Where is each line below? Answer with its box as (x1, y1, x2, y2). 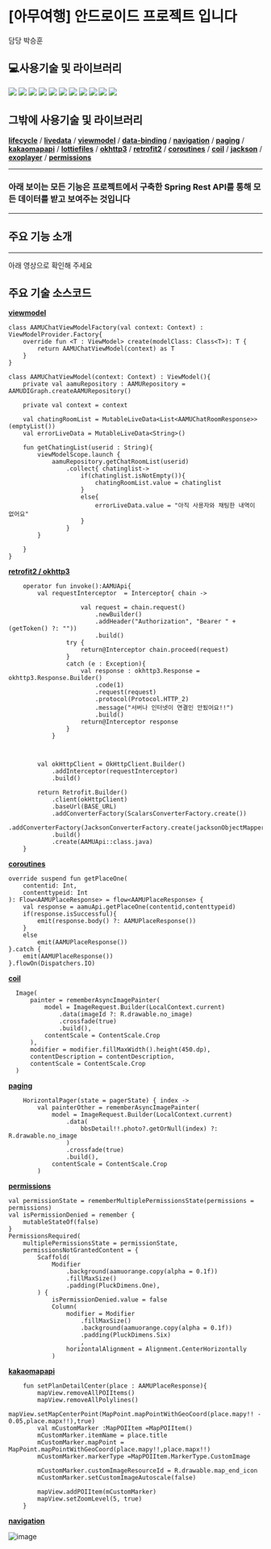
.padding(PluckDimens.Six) (80, 1331, 172, 1339)
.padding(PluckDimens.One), (65, 1282, 161, 1290)
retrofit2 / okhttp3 (8, 566, 70, 577)
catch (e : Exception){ (65, 660, 147, 668)
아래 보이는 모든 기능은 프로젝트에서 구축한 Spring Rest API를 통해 (8, 182, 252, 193)
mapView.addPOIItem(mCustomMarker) (37, 1488, 157, 1497)
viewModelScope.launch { (37, 451, 121, 459)
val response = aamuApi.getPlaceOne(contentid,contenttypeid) (23, 903, 236, 912)
